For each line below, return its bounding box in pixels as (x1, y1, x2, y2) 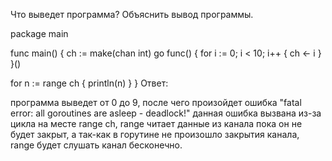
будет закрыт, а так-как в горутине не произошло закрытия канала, (10, 129, 300, 140)
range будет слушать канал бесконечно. (10, 139, 183, 151)
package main (10, 28, 69, 39)
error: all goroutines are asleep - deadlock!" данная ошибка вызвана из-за (10, 107, 322, 119)
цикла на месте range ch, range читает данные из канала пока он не (10, 118, 303, 129)
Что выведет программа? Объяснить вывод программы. (10, 9, 254, 20)
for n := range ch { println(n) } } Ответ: (10, 77, 169, 89)
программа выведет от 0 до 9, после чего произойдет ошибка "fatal (10, 97, 302, 108)
